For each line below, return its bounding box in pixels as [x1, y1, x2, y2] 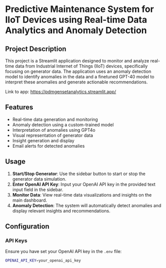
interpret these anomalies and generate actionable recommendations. [5, 79, 148, 85]
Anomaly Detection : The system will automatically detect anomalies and [12, 202, 162, 208]
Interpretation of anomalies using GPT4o [12, 127, 95, 133]
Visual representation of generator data [12, 132, 93, 138]
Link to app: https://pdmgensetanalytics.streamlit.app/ [5, 89, 116, 94]
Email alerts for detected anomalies [12, 143, 85, 149]
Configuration [5, 222, 50, 231]
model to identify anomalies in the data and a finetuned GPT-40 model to [5, 74, 155, 79]
